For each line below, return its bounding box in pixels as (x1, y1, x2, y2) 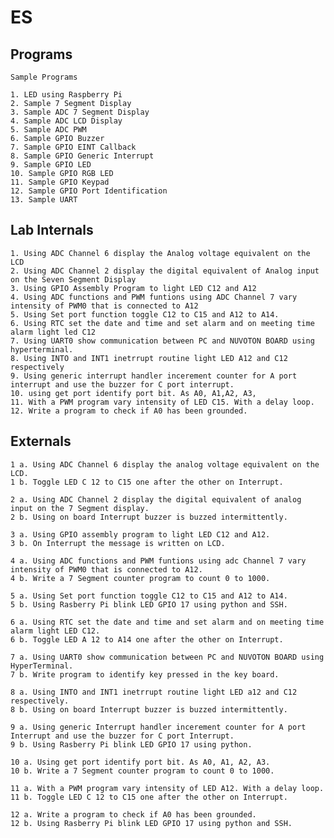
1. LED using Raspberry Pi (10, 90, 123, 100)
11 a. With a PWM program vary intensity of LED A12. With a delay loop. (10, 783, 325, 793)
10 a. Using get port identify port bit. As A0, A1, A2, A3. (10, 757, 271, 767)
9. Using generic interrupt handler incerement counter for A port (10, 371, 298, 381)
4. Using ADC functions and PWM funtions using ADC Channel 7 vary (10, 292, 298, 302)
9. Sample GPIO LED (10, 160, 92, 170)
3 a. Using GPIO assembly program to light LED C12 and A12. (10, 529, 271, 540)
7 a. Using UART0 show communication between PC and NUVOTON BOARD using (10, 652, 325, 662)
